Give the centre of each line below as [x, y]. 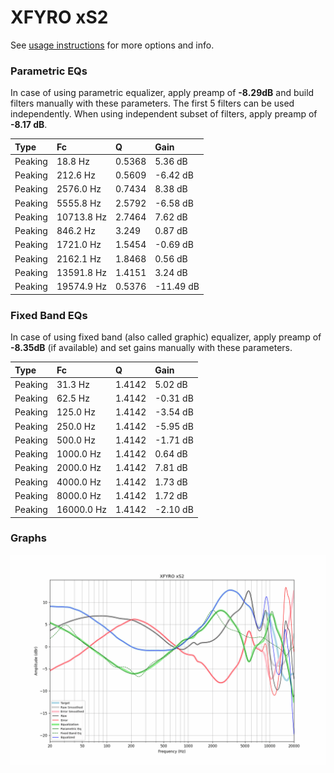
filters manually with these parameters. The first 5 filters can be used [152, 103]
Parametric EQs [49, 71]
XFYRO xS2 [59, 17]
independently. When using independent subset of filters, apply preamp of [164, 114]
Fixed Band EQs [49, 315]
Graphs [28, 538]
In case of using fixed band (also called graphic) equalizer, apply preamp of [166, 337]
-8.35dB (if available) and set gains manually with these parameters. [151, 348]
